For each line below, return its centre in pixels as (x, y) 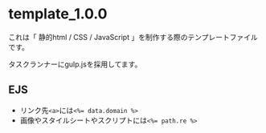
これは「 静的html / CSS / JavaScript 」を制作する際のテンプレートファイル (133, 37)
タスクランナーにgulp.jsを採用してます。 (75, 64)
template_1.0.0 (58, 14)
